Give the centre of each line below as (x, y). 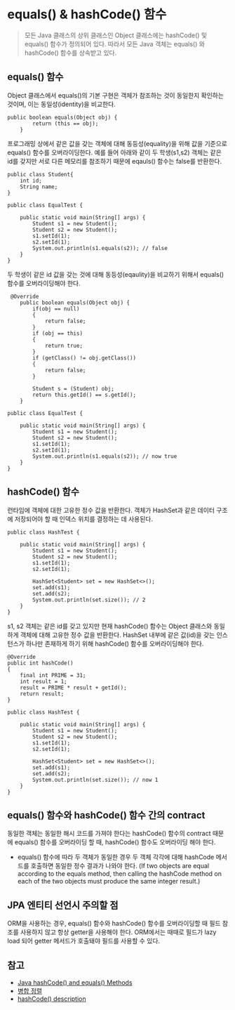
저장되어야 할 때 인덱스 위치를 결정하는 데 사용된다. (83, 519)
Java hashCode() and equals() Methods (75, 983)
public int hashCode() (40, 663)
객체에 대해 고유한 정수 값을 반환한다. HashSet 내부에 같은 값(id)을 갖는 (117, 635)
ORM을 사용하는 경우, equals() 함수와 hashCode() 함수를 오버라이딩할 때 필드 (114, 924)
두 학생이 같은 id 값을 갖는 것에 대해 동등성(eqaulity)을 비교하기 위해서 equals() (116, 274)
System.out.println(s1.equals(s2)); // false (100, 248)
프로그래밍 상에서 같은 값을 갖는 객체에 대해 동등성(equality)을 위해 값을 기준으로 (117, 143)
